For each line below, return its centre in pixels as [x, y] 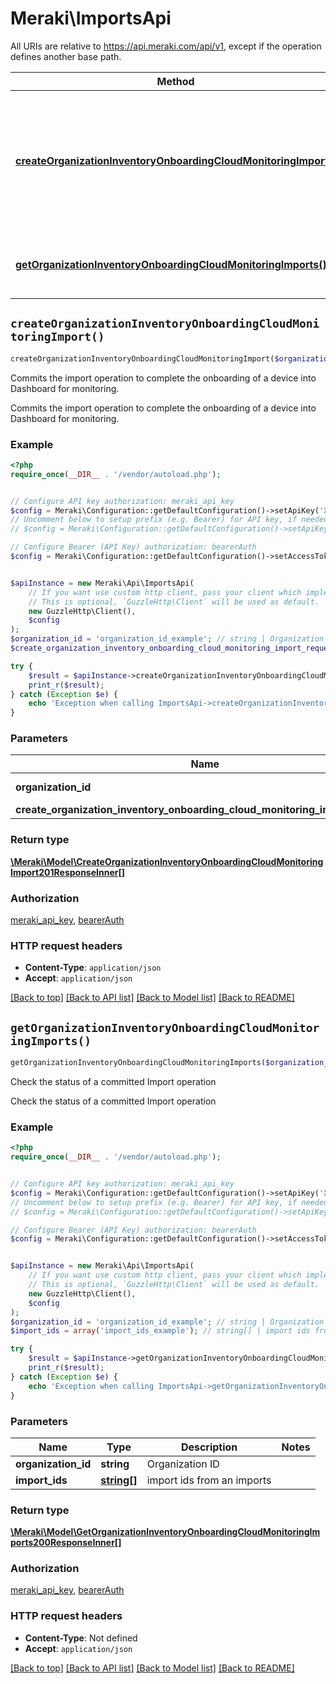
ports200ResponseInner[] [66, 1543]
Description [209, 1447]
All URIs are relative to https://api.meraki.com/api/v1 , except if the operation [166, 46]
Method [175, 81]
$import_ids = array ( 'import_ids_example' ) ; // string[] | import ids [160, 1331]
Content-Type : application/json [93, 968]
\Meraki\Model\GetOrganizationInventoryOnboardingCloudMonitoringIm [165, 1532]
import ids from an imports [209, 1480]
